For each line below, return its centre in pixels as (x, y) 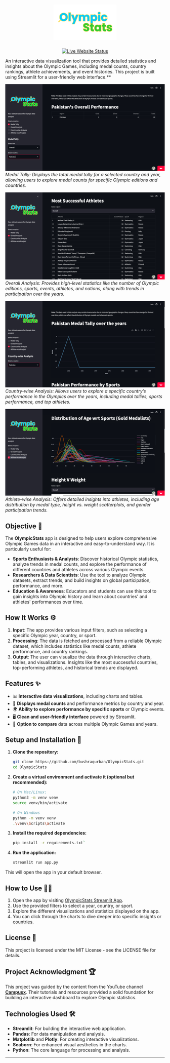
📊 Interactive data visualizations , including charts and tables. (78, 696)
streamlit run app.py (35, 862)
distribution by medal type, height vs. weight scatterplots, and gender (78, 505)
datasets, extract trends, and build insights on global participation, (81, 580)
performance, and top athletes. (38, 402)
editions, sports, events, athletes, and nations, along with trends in (75, 288)
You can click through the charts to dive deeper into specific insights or (87, 916)
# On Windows (26, 813)
